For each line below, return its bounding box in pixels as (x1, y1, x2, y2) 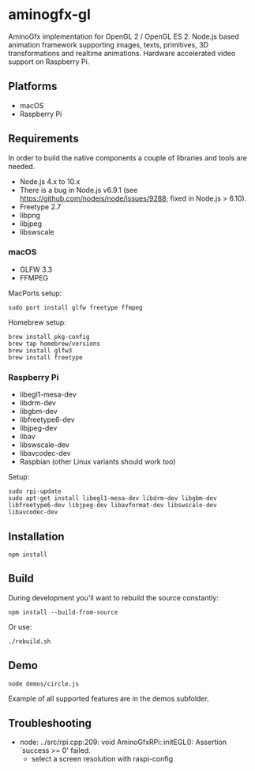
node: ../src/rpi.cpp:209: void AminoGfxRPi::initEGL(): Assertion (19, 737, 227, 747)
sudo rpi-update (8, 487, 62, 495)
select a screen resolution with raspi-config (31, 754, 174, 764)
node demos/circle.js (8, 679, 80, 688)
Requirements (8, 132, 79, 145)
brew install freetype (8, 353, 83, 361)
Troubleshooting (8, 716, 92, 730)
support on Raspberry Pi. (8, 57, 90, 66)
